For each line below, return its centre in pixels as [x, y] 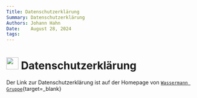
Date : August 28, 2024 [39, 29]
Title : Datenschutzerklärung [43, 12]
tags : [13, 34]
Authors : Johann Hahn [34, 23]
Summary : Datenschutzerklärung [46, 17]
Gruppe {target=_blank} [34, 89]
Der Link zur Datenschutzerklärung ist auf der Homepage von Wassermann [97, 82]
